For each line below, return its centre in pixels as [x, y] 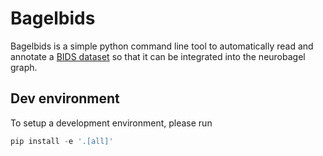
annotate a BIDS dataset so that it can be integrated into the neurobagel [158, 56]
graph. [24, 67]
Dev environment [65, 98]
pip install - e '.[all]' [62, 141]
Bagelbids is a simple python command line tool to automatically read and [162, 46]
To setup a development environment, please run [111, 123]
